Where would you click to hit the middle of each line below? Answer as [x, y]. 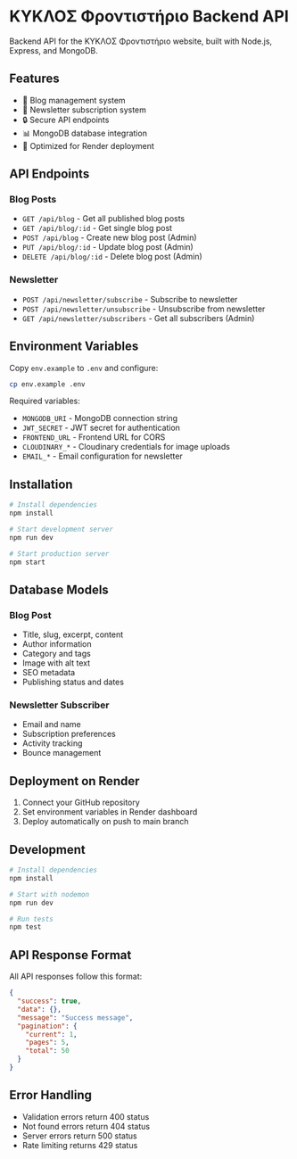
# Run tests [31, 919]
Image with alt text [56, 663]
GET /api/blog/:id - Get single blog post [97, 228]
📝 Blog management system [74, 100]
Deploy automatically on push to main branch [105, 822]
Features [34, 79]
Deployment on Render [74, 781]
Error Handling [50, 1095]
